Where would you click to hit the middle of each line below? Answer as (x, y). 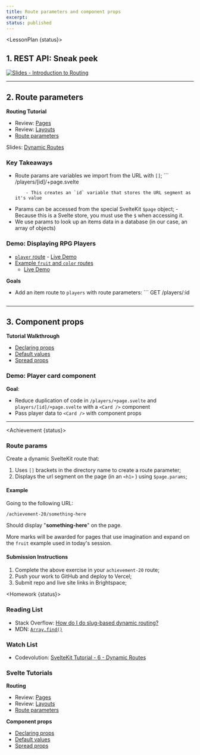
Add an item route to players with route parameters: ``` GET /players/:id (102, 292)
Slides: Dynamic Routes (35, 147)
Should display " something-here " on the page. (64, 526)
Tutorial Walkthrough (33, 336)
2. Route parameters (45, 97)
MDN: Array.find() (38, 629)
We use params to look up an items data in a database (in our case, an (101, 222)
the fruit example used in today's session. (59, 543)
